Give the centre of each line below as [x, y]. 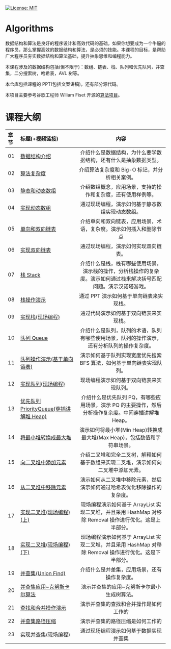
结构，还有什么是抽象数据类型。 [123, 160]
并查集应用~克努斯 [42, 587]
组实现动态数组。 [121, 212]
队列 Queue [34, 338]
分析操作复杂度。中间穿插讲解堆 [121, 412]
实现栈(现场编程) [40, 317]
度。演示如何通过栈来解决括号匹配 [121, 279]
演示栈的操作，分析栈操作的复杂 [121, 271]
